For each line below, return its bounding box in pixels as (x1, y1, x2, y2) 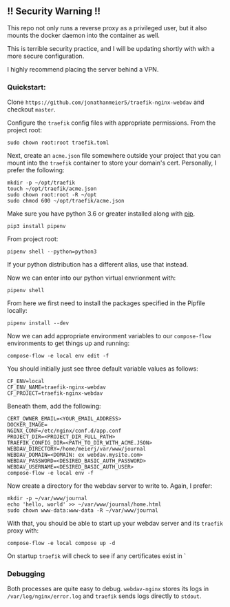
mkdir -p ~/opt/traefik (7, 179, 76, 187)
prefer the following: (7, 166, 65, 174)
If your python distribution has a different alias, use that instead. (7, 260, 189, 269)
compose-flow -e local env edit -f (7, 353, 109, 360)
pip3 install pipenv (7, 223, 67, 230)
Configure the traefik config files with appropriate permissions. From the (7, 119, 216, 127)
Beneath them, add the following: (7, 402, 101, 411)
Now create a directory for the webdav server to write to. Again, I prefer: (7, 482, 213, 490)
